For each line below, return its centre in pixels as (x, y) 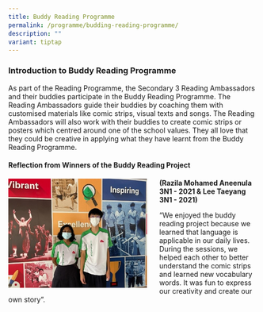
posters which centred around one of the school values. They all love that (128, 130)
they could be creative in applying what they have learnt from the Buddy (126, 138)
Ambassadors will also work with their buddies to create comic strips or (125, 121)
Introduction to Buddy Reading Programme (92, 71)
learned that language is (199, 232)
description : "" (35, 33)
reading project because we (205, 223)
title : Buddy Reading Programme (61, 17)
